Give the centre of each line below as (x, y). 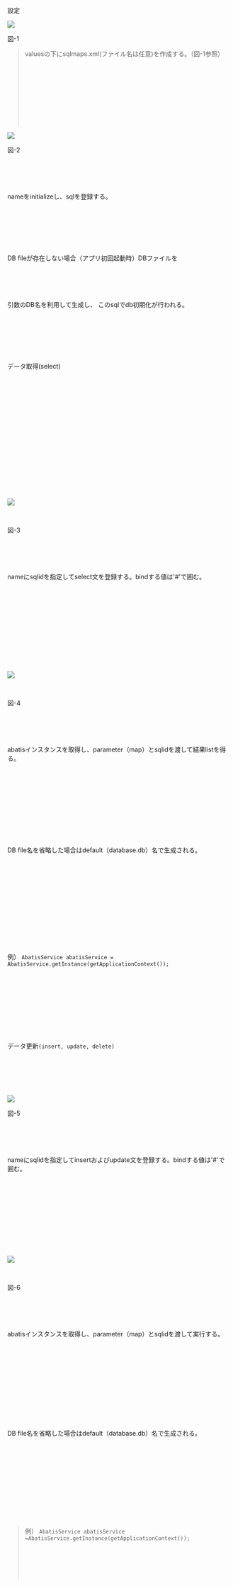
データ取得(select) (34, 366)
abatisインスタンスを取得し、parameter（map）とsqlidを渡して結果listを (114, 749)
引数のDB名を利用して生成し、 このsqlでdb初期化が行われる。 (98, 305)
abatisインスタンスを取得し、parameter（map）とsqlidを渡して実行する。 (116, 1334)
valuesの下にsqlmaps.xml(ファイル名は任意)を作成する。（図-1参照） (124, 54)
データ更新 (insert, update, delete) (61, 1046)
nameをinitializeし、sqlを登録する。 (59, 196)
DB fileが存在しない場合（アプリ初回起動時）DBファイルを (93, 258)
